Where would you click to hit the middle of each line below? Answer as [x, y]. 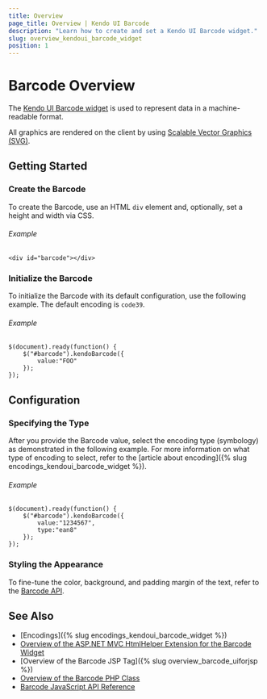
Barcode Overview [72, 86]
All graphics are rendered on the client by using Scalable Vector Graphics [130, 132]
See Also [31, 616]
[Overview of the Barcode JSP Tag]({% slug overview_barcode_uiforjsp [139, 661]
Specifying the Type [49, 423]
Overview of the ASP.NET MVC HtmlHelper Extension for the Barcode [136, 644]
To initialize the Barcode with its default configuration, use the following [127, 296]
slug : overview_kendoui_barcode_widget [75, 38]
